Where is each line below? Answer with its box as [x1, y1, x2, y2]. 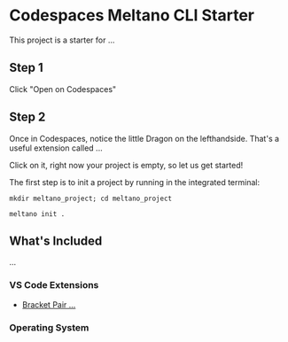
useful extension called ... [9, 143, 104, 153]
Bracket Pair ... [21, 299, 76, 310]
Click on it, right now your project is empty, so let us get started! [9, 159, 244, 170]
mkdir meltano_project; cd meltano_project [9, 194, 173, 203]
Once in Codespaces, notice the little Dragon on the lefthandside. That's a [9, 133, 280, 144]
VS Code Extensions [9, 279, 99, 291]
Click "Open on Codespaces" [9, 83, 117, 94]
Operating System [9, 321, 90, 333]
